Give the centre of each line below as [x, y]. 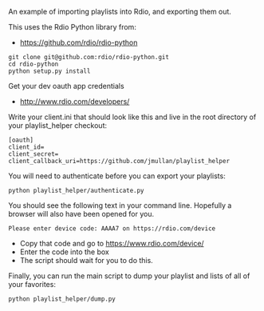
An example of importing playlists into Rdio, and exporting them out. [120, 12]
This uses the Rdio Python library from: [73, 27]
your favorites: [32, 284]
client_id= [26, 147]
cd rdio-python [33, 64]
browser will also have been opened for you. [81, 214]
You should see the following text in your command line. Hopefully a [120, 205]
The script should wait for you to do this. [86, 260]
